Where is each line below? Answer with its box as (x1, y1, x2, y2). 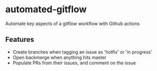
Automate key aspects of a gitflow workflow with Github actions (5, 20, 140, 27)
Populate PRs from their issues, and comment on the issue (12, 60, 137, 66)
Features (5, 35, 34, 44)
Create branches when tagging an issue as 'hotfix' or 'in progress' (12, 49, 152, 55)
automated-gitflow (5, 4, 87, 15)
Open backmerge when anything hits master (12, 54, 106, 60)
